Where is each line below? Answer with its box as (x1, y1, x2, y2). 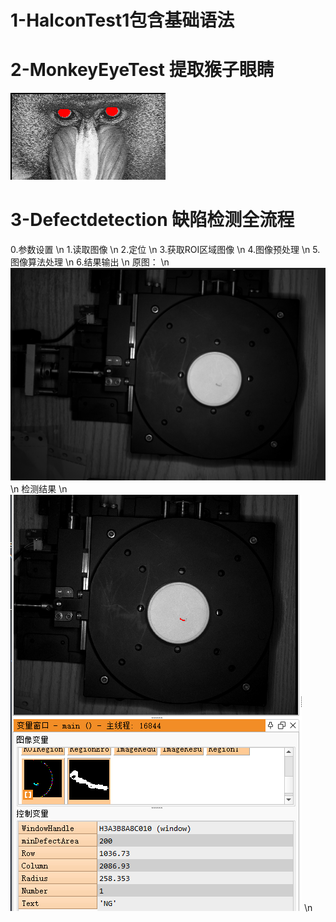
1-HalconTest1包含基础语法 (10, 9, 235, 32)
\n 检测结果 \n (10, 482, 68, 495)
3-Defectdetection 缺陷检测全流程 (10, 209, 295, 231)
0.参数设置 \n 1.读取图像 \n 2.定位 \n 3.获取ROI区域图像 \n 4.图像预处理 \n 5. (10, 244, 321, 256)
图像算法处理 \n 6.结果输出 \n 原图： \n (10, 256, 170, 268)
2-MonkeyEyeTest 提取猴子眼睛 (10, 59, 275, 81)
